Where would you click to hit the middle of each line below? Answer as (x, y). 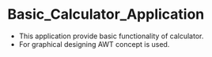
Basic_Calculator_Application (106, 14)
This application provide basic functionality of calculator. (111, 36)
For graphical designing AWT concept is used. (94, 44)
